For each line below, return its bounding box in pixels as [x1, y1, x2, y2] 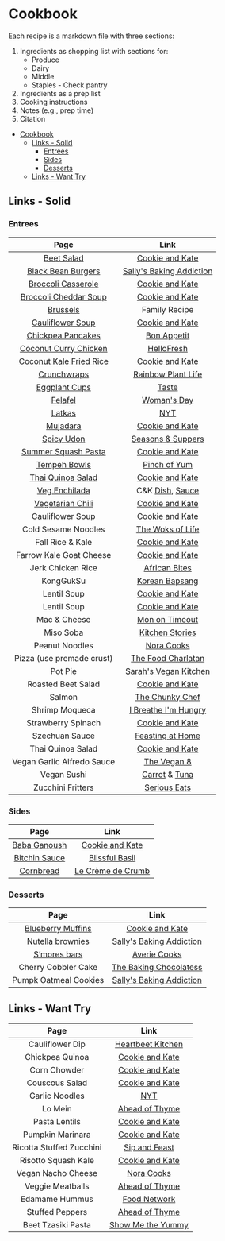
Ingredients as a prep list [19, 88, 101, 98]
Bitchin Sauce [13, 852, 66, 863]
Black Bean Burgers [26, 265, 101, 276]
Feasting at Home [134, 730, 200, 741]
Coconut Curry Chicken [19, 342, 109, 354]
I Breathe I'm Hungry [129, 704, 207, 715]
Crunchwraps [38, 369, 90, 380]
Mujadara [46, 420, 82, 431]
